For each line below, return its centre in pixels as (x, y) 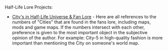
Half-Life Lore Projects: (29, 7)
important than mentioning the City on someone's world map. (75, 43)
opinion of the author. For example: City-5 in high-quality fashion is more (87, 38)
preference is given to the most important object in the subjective (80, 32)
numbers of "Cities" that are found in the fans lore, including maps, (81, 22)
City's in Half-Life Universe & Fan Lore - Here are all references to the (84, 17)
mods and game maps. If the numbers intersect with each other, (78, 27)
